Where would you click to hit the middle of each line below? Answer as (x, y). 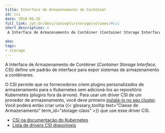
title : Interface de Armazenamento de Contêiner (56, 10)
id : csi (13, 14)
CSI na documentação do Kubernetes (50, 120)
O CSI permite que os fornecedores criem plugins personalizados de (74, 84)
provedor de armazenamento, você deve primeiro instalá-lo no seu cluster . (81, 100)
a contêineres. (20, 75)
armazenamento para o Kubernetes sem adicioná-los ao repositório (73, 89)
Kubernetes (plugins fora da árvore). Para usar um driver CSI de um (73, 95)
